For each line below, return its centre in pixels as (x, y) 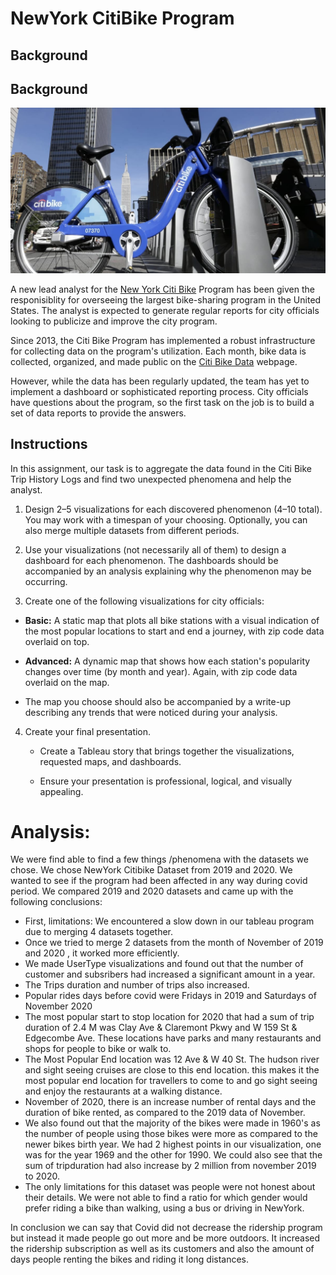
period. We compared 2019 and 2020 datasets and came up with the (152, 891)
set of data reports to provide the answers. (98, 413)
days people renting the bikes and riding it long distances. (130, 1259)
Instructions (49, 444)
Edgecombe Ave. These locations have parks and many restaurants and (173, 1038)
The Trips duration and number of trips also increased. (137, 985)
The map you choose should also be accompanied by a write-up (157, 701)
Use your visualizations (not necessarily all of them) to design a (155, 549)
